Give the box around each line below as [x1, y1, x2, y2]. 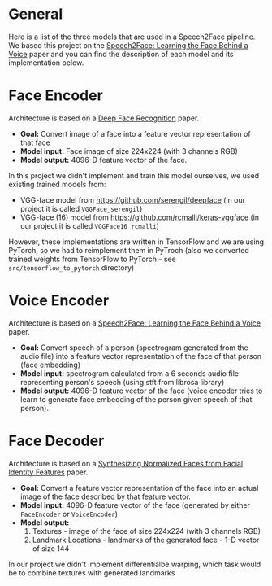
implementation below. [8, 58, 84, 68]
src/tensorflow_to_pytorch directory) [8, 262, 135, 273]
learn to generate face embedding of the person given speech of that [19, 394, 253, 404]
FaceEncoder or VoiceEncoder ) [19, 509, 119, 518]
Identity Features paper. [8, 467, 89, 477]
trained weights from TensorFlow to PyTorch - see [8, 254, 176, 264]
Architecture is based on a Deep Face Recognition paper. [8, 113, 200, 123]
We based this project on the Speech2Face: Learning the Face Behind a [8, 40, 249, 50]
